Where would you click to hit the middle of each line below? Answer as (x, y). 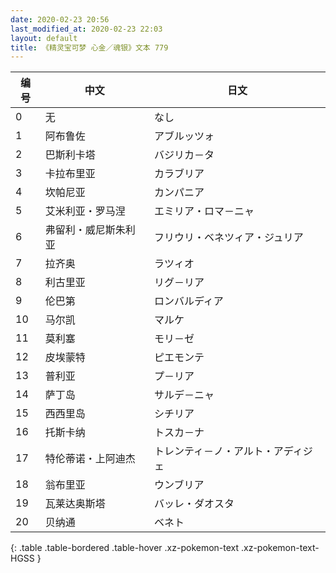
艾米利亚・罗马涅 (85, 211)
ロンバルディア (188, 301)
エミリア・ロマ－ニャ (204, 211)
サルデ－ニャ (184, 395)
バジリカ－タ (184, 155)
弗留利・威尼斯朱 (85, 230)
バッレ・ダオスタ (194, 504)
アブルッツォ (184, 136)
